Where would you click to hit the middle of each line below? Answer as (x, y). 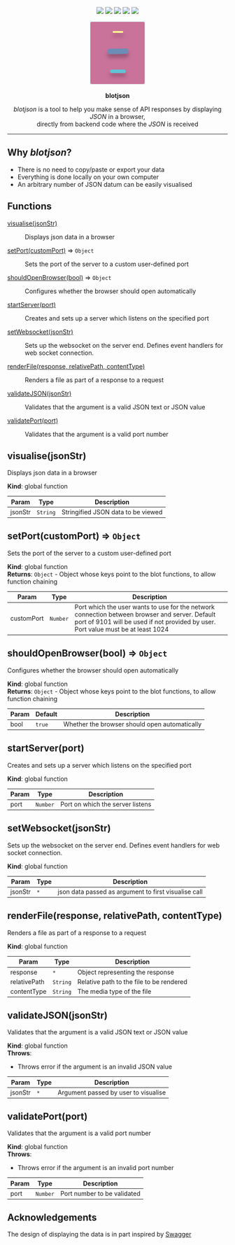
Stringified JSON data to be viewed (112, 512)
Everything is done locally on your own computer (88, 177)
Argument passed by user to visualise (112, 1092)
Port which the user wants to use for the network (145, 607)
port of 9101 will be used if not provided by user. (145, 622)
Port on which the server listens (106, 804)
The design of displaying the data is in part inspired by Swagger (99, 1235)
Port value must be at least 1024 (122, 629)
